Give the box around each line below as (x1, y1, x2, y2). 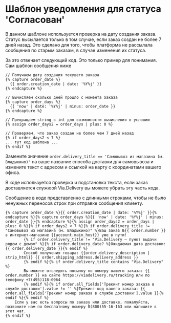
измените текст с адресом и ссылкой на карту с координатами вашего (5, 164, 162, 170)
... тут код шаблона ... (5, 139, 58, 145)
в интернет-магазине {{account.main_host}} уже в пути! (5, 232, 127, 238)
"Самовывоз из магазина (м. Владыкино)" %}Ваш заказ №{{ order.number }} (5, 228, 166, 233)
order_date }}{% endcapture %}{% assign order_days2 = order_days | (5, 219, 155, 224)
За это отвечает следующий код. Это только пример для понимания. (5, 57, 157, 63)
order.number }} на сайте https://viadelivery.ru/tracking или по (5, 272, 150, 278)
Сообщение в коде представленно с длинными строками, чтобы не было (5, 195, 166, 201)
